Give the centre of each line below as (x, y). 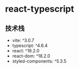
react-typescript (40, 9)
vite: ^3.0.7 (23, 40)
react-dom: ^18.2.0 (31, 56)
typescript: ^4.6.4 (30, 46)
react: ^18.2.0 (26, 51)
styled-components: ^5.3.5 (39, 61)
